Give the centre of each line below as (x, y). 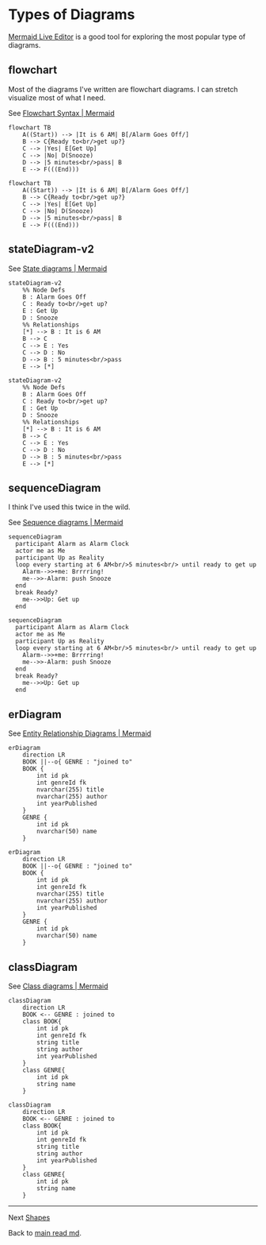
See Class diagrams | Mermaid (58, 986)
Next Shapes (29, 1218)
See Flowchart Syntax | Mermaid (61, 113)
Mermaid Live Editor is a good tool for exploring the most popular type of (127, 37)
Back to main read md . (45, 1233)
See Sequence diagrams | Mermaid (66, 523)
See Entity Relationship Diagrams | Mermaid (80, 733)
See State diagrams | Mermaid (58, 269)
